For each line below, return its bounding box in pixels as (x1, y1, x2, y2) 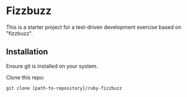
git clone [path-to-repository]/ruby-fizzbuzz (6, 85, 122, 91)
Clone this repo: (6, 73, 45, 81)
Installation (6, 47, 48, 57)
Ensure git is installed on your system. (6, 62, 98, 69)
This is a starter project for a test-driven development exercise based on (6, 24, 182, 31)
